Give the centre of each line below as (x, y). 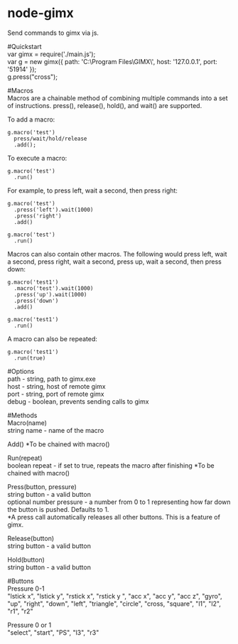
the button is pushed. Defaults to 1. (58, 509)
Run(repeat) (25, 458)
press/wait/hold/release (50, 139)
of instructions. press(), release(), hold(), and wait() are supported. (105, 105)
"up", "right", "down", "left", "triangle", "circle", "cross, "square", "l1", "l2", (114, 603)
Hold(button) (26, 559)
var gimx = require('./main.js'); (52, 54)
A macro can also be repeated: (53, 338)
